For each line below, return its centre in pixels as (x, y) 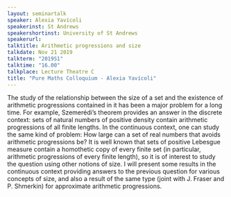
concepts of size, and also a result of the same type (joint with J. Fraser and (116, 179)
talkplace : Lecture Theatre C (51, 71)
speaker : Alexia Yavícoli (44, 20)
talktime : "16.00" (34, 65)
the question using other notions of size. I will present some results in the (112, 164)
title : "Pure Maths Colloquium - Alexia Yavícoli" (82, 78)
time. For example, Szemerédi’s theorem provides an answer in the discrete (115, 112)
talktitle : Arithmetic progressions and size (74, 46)
